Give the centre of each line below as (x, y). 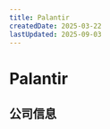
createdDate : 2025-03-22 (55, 26)
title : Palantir (39, 17)
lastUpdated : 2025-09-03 (55, 34)
